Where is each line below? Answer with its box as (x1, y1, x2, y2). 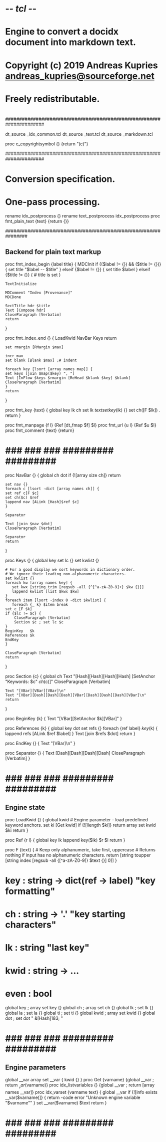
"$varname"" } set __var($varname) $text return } (5, 1099, 107, 1105)
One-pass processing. (5, 196, 100, 208)
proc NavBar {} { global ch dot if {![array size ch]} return (5, 472, 121, 478)
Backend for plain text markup (5, 248, 101, 256)
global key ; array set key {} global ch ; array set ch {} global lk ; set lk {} (5, 1004, 153, 1010)
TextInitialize (5, 281, 37, 286)
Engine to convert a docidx (5, 26, 119, 38)
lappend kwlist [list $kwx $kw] (11, 589, 79, 594)
